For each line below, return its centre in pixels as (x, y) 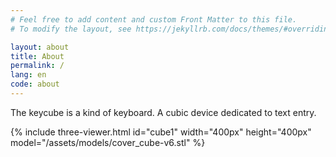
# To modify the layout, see (71, 29)
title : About (37, 56)
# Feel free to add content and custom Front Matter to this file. (154, 19)
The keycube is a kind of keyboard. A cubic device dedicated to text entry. (163, 112)
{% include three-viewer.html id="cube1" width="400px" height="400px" (161, 132)
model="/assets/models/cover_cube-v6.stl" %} (108, 142)
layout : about (40, 47)
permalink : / (37, 66)
